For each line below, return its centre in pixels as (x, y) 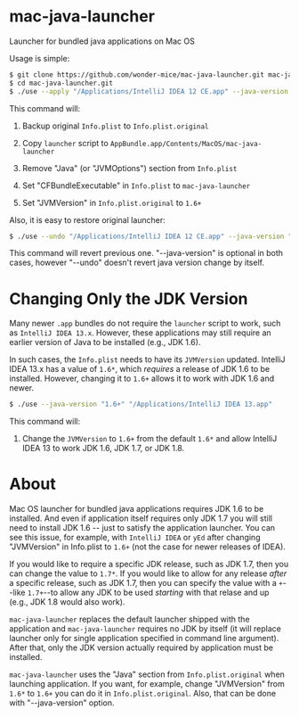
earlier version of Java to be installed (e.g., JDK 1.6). (105, 342)
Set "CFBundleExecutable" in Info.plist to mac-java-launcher (136, 185)
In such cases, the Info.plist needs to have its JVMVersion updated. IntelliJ (148, 359)
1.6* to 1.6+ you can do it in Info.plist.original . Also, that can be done (143, 694)
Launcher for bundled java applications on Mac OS (102, 41)
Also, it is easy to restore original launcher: (88, 219)
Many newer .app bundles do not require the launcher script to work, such (145, 324)
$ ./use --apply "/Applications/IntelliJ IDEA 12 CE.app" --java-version (149, 91)
